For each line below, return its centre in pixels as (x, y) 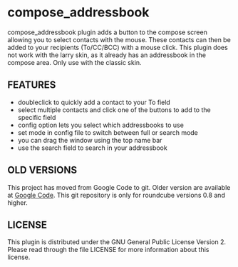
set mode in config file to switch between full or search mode (108, 132)
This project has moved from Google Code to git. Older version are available (119, 187)
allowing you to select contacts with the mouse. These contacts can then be (119, 39)
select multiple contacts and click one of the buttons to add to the (114, 110)
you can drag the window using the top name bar (90, 140)
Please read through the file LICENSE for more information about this (108, 250)
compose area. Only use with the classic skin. (74, 62)
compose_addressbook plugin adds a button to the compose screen (108, 32)
